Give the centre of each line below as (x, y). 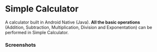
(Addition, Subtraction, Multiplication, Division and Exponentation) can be (79, 27)
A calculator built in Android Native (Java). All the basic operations (73, 22)
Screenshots (20, 45)
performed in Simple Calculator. (37, 32)
